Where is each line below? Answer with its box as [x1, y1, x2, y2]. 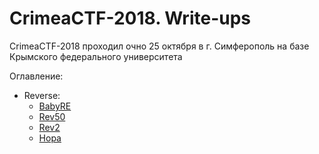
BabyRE [38, 100, 72, 112]
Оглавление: [9, 70, 64, 82]
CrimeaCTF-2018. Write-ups [9, 7, 251, 30]
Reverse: [23, 89, 61, 101]
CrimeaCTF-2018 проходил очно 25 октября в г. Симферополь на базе [9, 40, 310, 52]
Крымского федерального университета [9, 50, 183, 62]
